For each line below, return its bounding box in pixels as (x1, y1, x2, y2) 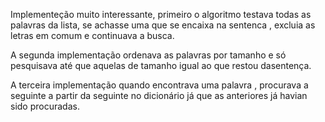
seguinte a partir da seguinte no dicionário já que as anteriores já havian (10, 90, 308, 101)
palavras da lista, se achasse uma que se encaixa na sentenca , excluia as (10, 19, 316, 31)
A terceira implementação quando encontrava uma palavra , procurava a (10, 79, 309, 91)
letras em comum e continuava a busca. (10, 30, 175, 41)
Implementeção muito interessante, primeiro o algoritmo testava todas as (10, 9, 312, 20)
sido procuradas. (10, 100, 80, 112)
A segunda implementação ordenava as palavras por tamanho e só (10, 49, 287, 61)
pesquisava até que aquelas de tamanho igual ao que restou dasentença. (10, 60, 312, 71)
